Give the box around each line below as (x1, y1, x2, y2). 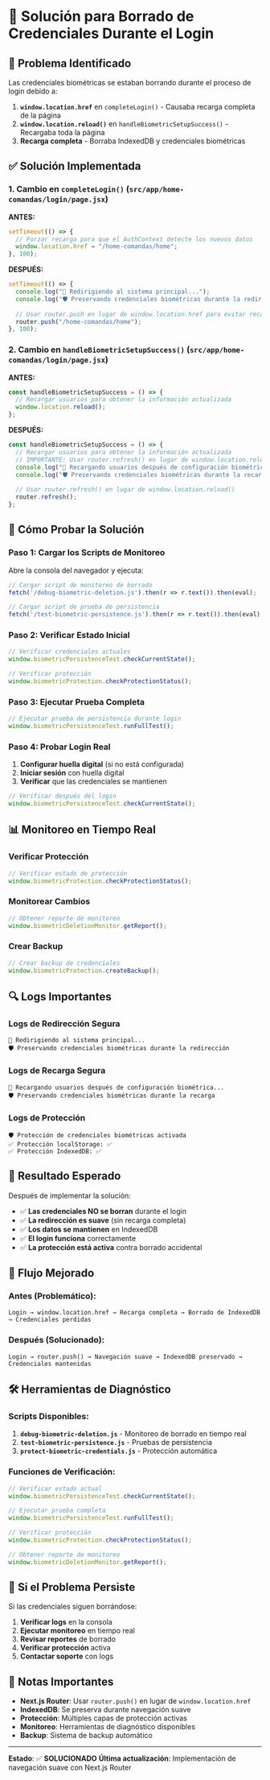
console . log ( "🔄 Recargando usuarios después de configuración (15, 463, 228, 471)
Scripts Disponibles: (8, 1410, 90, 1422)
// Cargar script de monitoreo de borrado (8, 581, 153, 589)
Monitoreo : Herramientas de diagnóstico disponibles (19, 1722, 195, 1732)
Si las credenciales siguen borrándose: (8, 1602, 137, 1612)
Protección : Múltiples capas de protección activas (19, 1713, 187, 1723)
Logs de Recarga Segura (8, 1065, 106, 1076)
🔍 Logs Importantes (8, 990, 112, 1004)
